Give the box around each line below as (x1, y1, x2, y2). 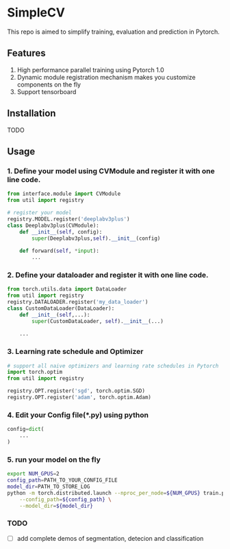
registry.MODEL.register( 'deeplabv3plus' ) (7, 215, 130, 223)
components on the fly (16, 80, 81, 89)
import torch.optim (7, 369, 63, 376)
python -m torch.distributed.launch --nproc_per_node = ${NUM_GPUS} (7, 489, 201, 496)
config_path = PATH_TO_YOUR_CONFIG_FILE (7, 477, 118, 484)
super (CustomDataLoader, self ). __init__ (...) (31, 317, 164, 324)
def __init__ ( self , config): (19, 228, 103, 235)
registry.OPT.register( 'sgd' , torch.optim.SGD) (7, 388, 146, 394)
